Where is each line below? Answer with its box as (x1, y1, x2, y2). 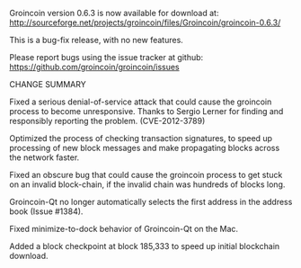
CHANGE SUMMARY (9, 79, 87, 89)
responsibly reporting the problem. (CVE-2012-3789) (9, 116, 206, 126)
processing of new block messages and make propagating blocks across (9, 143, 280, 153)
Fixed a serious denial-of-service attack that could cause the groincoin (9, 96, 272, 107)
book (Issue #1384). (9, 206, 84, 217)
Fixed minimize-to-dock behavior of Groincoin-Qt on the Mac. (9, 224, 239, 234)
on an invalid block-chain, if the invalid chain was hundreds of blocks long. (9, 179, 286, 190)
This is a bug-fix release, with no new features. (9, 35, 184, 45)
